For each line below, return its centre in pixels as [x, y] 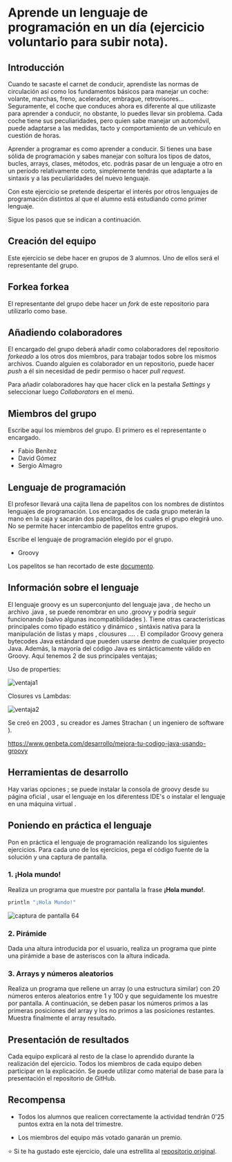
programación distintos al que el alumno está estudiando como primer [108, 199]
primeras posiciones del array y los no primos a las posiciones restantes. [112, 1011]
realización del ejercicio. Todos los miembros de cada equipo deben [105, 1064]
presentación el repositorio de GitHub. [62, 1078]
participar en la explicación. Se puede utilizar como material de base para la [116, 1071]
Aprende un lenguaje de [78, 13]
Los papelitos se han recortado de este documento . [81, 566]
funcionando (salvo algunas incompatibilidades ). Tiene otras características [116, 619]
